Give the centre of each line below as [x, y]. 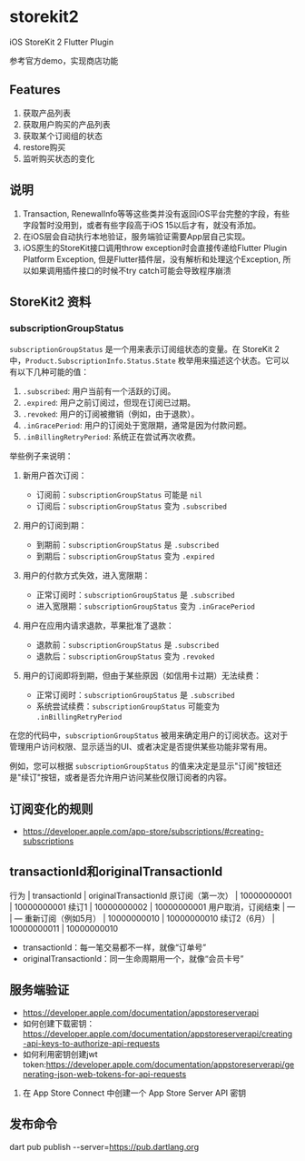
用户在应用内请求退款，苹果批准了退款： [98, 626]
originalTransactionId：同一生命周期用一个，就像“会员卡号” [133, 958]
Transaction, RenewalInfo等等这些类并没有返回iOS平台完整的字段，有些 [156, 213]
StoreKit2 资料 [50, 302]
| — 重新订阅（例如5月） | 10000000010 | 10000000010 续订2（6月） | [142, 918]
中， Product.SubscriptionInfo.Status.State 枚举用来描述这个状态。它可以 [149, 360]
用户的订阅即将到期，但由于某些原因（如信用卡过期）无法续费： [142, 676]
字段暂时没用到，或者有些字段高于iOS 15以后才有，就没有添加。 [142, 225]
